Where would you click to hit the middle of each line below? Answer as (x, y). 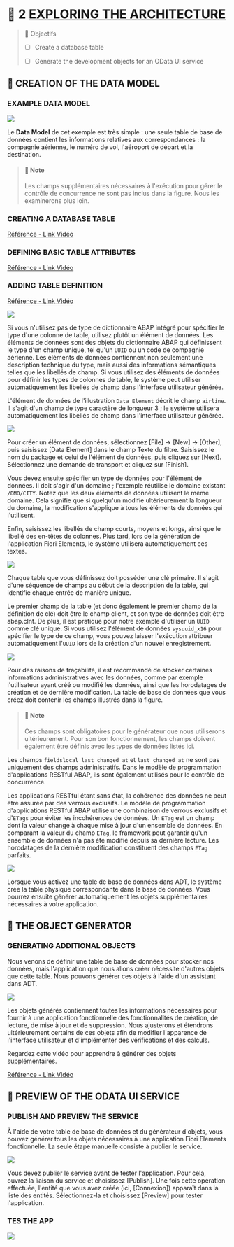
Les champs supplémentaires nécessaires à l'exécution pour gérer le (123, 185)
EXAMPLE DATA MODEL (49, 104)
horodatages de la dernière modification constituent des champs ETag (108, 848)
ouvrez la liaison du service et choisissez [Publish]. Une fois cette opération (116, 1181)
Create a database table (69, 47)
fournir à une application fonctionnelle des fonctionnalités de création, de (113, 1017)
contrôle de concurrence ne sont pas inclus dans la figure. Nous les (122, 193)
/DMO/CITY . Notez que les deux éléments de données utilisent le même (108, 493)
